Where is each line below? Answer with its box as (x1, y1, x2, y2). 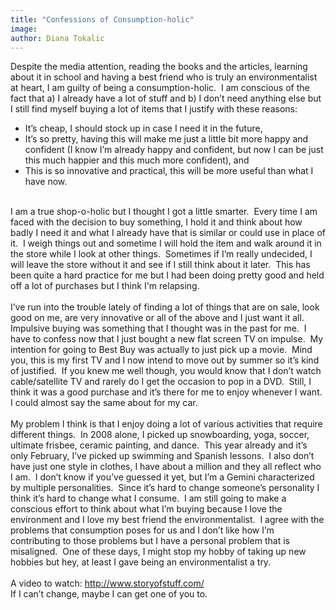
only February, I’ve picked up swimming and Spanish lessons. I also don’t (10, 450, 315, 462)
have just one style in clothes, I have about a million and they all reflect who (10, 461, 322, 473)
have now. (24, 176, 68, 188)
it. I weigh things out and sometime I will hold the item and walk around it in (10, 237, 322, 250)
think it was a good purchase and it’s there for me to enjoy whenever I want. (10, 386, 323, 398)
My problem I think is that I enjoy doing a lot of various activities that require (10, 418, 323, 430)
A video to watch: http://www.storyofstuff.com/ (10, 577, 205, 590)
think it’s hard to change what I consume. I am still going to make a (10, 492, 287, 505)
